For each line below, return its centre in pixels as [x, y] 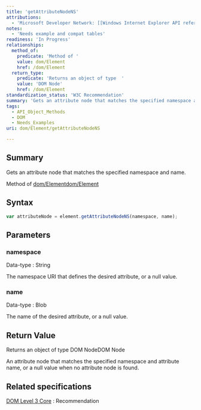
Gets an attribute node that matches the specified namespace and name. [96, 172]
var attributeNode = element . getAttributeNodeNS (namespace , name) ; [92, 216]
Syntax [20, 203]
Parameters [28, 235]
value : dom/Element [41, 62]
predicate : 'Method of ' [48, 56]
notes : [14, 28]
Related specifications [49, 386]
